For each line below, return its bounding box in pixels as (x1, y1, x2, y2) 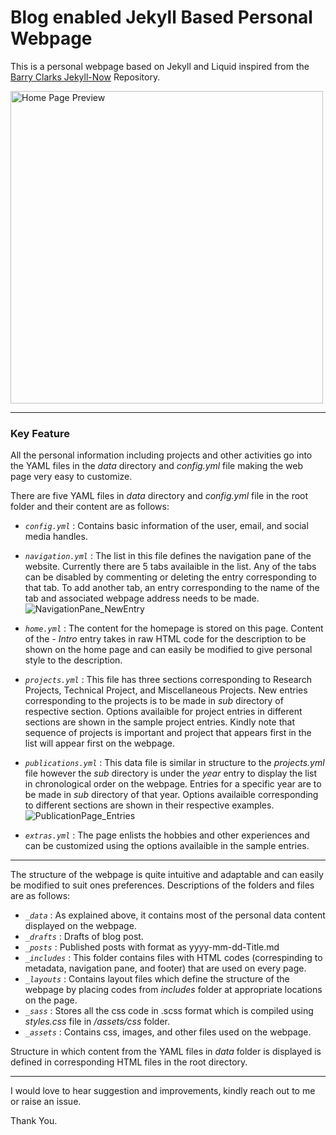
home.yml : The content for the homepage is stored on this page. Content (24, 622, 324, 635)
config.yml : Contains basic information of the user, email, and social (24, 520, 309, 532)
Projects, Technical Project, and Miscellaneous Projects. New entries (24, 684, 308, 696)
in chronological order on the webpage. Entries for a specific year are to (24, 778, 322, 790)
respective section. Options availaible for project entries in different (24, 706, 303, 718)
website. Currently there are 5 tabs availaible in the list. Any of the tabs (24, 561, 317, 573)
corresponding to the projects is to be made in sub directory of (24, 695, 284, 707)
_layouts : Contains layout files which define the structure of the (24, 973, 290, 985)
